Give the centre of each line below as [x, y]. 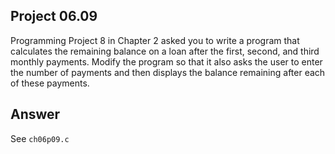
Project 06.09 [54, 16]
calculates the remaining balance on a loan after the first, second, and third [165, 51]
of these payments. [50, 83]
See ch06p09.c [40, 138]
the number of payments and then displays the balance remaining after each [168, 72]
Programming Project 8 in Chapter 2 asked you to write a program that [155, 40]
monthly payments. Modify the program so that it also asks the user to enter [166, 61]
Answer [35, 114]
